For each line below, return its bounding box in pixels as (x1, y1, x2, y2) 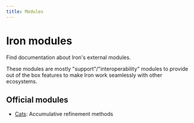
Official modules (6, 95, 69, 105)
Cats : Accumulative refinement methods (14, 111, 114, 118)
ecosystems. (6, 77, 37, 85)
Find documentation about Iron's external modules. (6, 54, 131, 61)
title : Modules (6, 8, 44, 15)
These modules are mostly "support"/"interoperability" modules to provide (6, 65, 189, 72)
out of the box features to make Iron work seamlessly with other (6, 72, 163, 79)
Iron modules (6, 34, 72, 47)
